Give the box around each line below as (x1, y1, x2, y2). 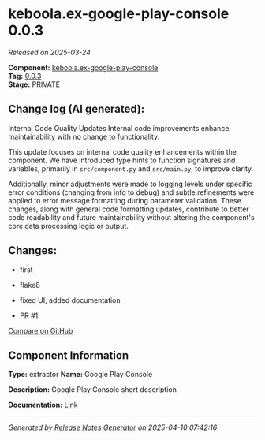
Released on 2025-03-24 (8, 47, 91, 57)
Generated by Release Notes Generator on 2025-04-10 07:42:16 (8, 423, 218, 432)
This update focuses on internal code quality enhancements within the (8, 147, 237, 156)
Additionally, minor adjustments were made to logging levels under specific (8, 179, 252, 188)
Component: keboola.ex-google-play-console (8, 62, 159, 72)
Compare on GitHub (8, 326, 73, 335)
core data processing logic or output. (8, 221, 129, 230)
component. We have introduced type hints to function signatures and (8, 155, 236, 165)
